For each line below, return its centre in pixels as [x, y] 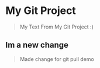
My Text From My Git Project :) [57, 27]
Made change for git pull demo [57, 59]
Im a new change [37, 45]
